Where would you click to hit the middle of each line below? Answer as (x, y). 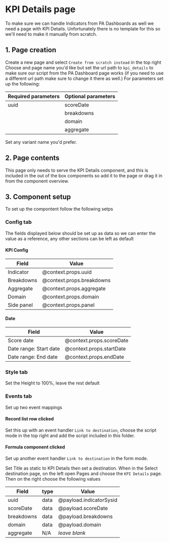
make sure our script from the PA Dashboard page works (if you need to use (84, 73)
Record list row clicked (30, 419)
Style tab (16, 372)
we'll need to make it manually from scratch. (51, 34)
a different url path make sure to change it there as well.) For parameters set (84, 78)
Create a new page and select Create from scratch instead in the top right (83, 62)
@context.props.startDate (95, 349)
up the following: (23, 84)
